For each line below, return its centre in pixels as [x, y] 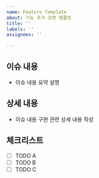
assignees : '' [24, 35]
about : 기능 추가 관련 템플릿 [39, 18]
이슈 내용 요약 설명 [37, 82]
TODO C [26, 169]
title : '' [19, 23]
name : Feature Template [37, 12]
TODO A [26, 155]
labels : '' [20, 29]
